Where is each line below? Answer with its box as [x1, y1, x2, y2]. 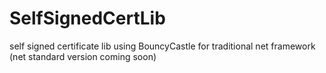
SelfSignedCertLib [9, 7, 166, 30]
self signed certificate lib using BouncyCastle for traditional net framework [9, 40, 316, 52]
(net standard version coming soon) [9, 50, 157, 62]
